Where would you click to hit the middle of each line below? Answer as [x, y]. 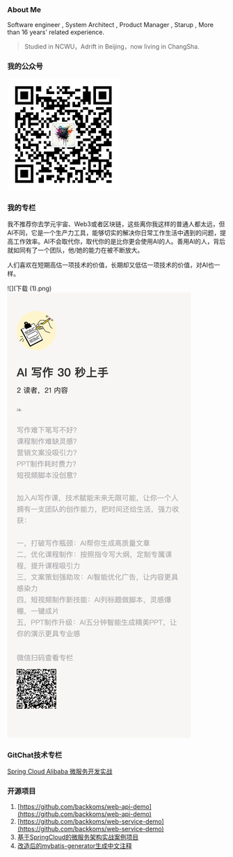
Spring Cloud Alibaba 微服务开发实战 [60, 771]
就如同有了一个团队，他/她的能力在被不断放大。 [75, 250]
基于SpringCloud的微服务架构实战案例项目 [78, 838]
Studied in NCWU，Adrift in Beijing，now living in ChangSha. [112, 47]
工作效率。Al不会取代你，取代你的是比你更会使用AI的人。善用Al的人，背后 [119, 241]
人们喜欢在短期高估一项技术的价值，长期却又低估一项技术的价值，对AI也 [111, 265]
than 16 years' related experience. [56, 32]
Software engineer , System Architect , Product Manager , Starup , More [111, 25]
